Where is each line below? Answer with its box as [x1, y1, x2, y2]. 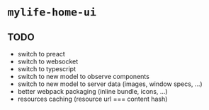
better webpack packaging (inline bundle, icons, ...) [17, 87, 168, 95]
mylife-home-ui [7, 6, 97, 19]
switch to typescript [17, 65, 77, 73]
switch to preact [17, 50, 65, 58]
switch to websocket [17, 57, 79, 66]
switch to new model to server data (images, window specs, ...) [17, 80, 203, 88]
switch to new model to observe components [17, 73, 150, 80]
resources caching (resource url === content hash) [17, 94, 168, 103]
